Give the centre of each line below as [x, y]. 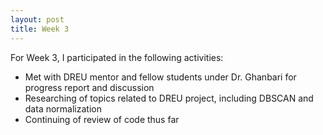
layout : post [37, 19]
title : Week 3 [40, 29]
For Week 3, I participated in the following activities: [117, 57]
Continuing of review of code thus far [102, 119]
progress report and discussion [89, 87]
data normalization [63, 108]
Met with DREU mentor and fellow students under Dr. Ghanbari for [160, 77]
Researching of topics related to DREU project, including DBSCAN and [169, 98]
